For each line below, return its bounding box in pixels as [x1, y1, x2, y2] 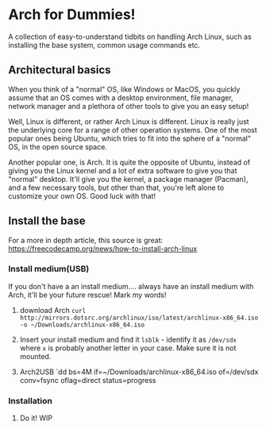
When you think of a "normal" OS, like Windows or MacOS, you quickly [8, 84, 241, 94]
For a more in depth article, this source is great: [8, 235, 164, 245]
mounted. [19, 351, 52, 361]
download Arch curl [19, 305, 87, 315]
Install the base [8, 214, 86, 228]
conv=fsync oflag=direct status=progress [19, 375, 156, 385]
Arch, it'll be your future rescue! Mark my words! [8, 290, 167, 300]
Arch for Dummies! [8, 6, 137, 24]
